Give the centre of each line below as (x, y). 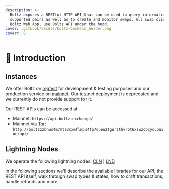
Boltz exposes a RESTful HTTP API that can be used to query (75, 15)
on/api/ (20, 134)
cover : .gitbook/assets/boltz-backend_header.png (58, 29)
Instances (21, 76)
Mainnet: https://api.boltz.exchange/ (53, 119)
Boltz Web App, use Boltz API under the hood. (59, 24)
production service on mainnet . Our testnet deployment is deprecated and (82, 94)
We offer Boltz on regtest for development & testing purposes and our (77, 88)
